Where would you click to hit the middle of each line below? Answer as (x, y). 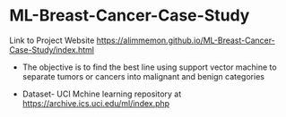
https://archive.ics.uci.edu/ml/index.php (96, 103)
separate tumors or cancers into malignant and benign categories (143, 76)
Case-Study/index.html (52, 49)
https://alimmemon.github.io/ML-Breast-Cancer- (186, 40)
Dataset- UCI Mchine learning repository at (102, 94)
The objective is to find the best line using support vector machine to (149, 67)
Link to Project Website (52, 40)
